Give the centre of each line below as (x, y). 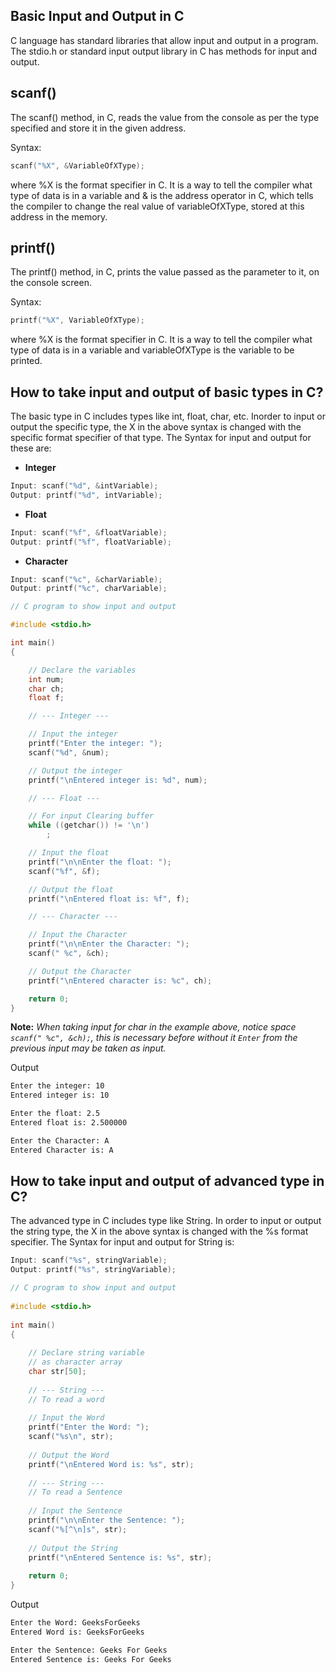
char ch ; (46, 689)
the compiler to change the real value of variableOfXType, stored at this (157, 206)
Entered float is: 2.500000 (69, 1123)
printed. (26, 361)
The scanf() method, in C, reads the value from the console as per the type (165, 117)
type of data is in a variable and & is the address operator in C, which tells (162, 195)
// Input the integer (73, 734)
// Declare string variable (86, 1353)
